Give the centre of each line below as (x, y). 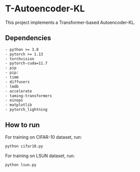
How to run (23, 125)
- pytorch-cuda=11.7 (27, 63)
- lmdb (12, 86)
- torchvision (20, 59)
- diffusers (17, 82)
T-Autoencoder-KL (45, 9)
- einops (14, 100)
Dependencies (28, 38)
